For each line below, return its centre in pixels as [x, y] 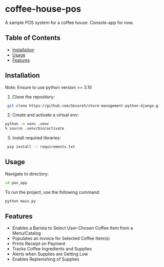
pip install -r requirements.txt [41, 147]
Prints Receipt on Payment [39, 244]
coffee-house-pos [43, 9]
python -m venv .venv [27, 124]
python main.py [20, 201]
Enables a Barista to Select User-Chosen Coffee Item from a [72, 228]
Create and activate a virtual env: [45, 115]
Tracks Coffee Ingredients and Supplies [52, 249]
